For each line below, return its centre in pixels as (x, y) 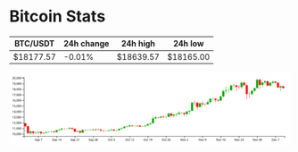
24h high (138, 44)
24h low (188, 44)
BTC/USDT (35, 44)
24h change (87, 44)
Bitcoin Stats (58, 17)
